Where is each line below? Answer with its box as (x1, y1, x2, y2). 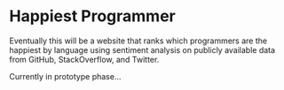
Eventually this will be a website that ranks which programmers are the (9, 35, 268, 46)
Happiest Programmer (9, 6, 176, 26)
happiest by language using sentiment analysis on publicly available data (9, 44, 276, 55)
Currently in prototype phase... (9, 71, 122, 81)
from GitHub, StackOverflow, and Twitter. (9, 54, 160, 64)
